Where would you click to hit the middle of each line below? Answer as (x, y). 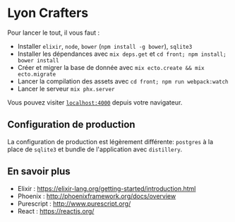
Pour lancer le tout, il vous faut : (54, 33)
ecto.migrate (37, 74)
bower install (38, 60)
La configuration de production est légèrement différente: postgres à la (110, 141)
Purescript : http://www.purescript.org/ (74, 204)
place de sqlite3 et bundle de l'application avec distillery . (95, 149)
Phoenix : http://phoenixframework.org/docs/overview (97, 196)
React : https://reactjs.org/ (56, 211)
